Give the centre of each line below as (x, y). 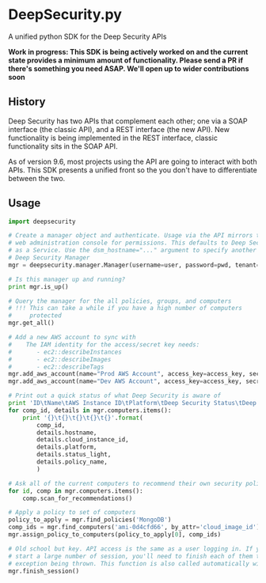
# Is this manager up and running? (67, 279)
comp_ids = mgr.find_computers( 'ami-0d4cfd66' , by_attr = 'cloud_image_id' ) (134, 528)
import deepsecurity (42, 221)
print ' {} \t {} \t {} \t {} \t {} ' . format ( (83, 418)
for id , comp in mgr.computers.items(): (76, 491)
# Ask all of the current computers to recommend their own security (125, 483)
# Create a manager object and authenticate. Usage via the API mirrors (131, 236)
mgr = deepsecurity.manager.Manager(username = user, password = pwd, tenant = (134, 265)
